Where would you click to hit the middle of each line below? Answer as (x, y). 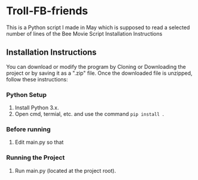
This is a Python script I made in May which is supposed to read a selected (98, 27)
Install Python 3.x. (37, 108)
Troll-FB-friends (47, 11)
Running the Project (35, 157)
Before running (28, 129)
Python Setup (26, 94)
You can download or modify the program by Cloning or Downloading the (96, 67)
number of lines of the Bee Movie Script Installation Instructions (84, 33)
